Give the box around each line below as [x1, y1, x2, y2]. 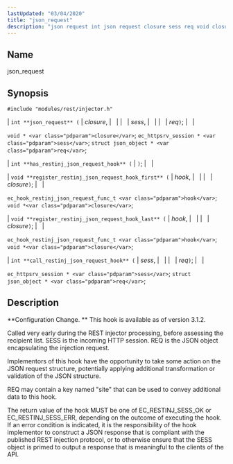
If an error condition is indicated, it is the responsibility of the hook [7, 420, 197, 429]
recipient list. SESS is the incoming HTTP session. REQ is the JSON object [7, 336, 218, 344]
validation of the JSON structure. [7, 372, 101, 380]
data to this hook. [7, 393, 58, 401]
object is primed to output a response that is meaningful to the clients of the [7, 442, 224, 451]
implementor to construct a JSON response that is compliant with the [7, 428, 205, 436]
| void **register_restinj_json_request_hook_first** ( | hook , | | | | [7, 173, 213, 181]
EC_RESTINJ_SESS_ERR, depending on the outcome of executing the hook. [7, 413, 222, 422]
